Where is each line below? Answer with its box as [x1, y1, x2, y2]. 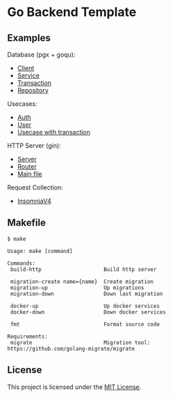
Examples [7, 32, 51, 44]
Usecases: [7, 100, 38, 108]
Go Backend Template [7, 4, 137, 20]
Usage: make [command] [7, 247, 73, 254]
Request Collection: [7, 183, 64, 192]
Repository [17, 86, 49, 94]
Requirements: [7, 332, 49, 340]
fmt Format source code [10, 321, 160, 328]
